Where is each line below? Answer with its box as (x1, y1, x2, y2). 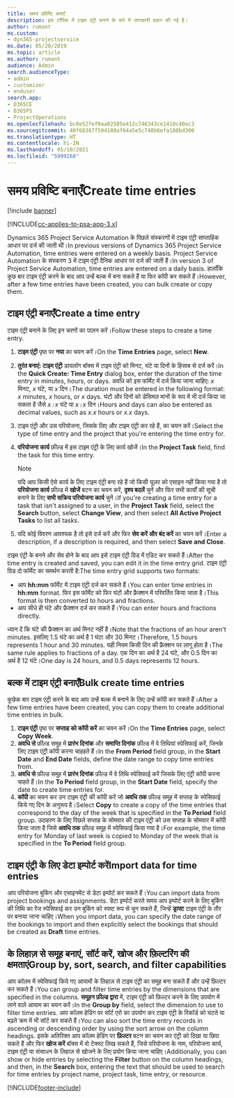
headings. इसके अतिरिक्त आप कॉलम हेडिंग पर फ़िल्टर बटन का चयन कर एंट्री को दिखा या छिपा (7, 1032, 219, 1040)
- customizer (7, 82, 45, 89)
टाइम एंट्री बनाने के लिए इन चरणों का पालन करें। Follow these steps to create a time (7, 326, 212, 335)
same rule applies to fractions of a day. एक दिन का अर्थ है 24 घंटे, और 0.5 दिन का (7, 648, 217, 657)
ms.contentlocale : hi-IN (7, 140, 79, 147)
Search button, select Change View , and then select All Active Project (17, 508, 221, 517)
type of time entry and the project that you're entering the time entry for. (17, 429, 225, 438)
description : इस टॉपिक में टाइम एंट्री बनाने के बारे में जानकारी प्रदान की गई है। (7, 17, 188, 24)
